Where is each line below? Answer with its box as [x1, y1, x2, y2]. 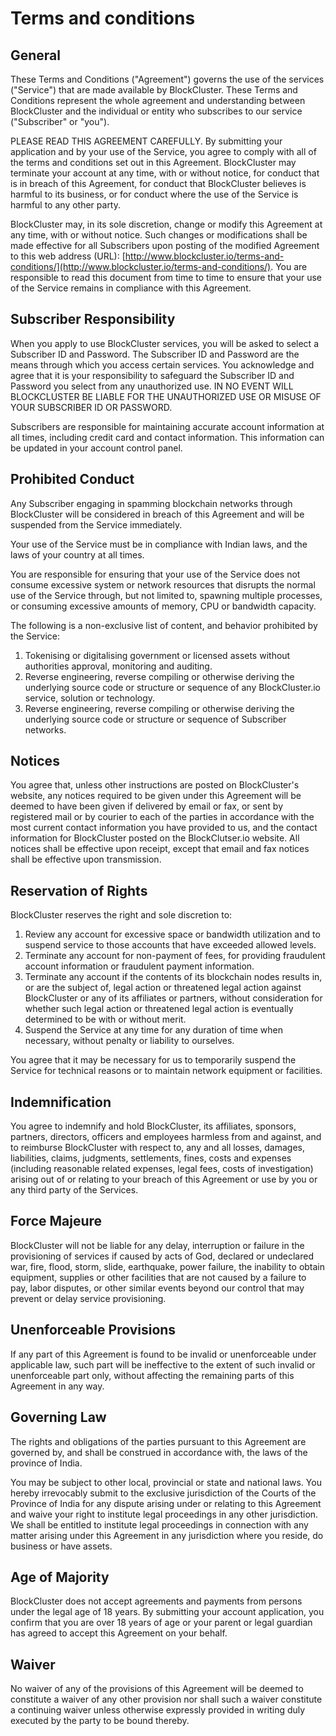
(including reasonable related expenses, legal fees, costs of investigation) [10, 1163, 314, 1175]
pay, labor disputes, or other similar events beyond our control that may [10, 1282, 305, 1294]
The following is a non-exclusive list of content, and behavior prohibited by [10, 619, 318, 631]
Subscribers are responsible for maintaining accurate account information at [10, 420, 325, 432]
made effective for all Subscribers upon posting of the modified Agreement [10, 240, 320, 251]
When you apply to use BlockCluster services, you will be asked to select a [10, 337, 320, 349]
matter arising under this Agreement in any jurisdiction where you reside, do [10, 1529, 324, 1541]
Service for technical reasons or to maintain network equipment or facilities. [10, 1065, 323, 1077]
